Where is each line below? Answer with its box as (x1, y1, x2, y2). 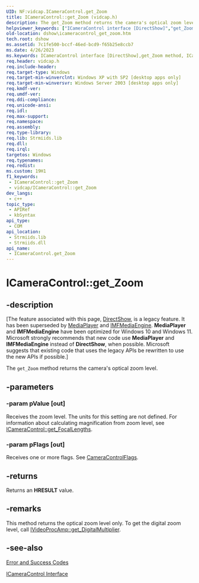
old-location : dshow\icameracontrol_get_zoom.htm (6, 31, 131, 37)
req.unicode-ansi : (6, 102, 52, 108)
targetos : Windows (6, 152, 52, 157)
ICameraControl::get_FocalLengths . (6, 426, 93, 433)
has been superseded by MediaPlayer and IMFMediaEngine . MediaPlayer (6, 322, 186, 329)
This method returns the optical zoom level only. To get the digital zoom (6, 519, 181, 527)
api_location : (6, 228, 41, 234)
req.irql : (6, 146, 31, 152)
